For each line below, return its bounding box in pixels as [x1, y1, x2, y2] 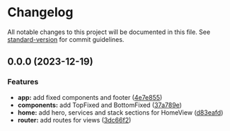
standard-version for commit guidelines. [7, 35, 125, 43]
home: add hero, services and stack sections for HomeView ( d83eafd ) [17, 108, 224, 117]
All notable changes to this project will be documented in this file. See [7, 28, 211, 36]
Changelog [7, 4, 74, 21]
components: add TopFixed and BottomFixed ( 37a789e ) [17, 101, 183, 109]
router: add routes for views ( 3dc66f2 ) [17, 115, 132, 124]
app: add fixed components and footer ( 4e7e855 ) [17, 93, 163, 101]
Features [7, 77, 39, 87]
